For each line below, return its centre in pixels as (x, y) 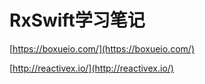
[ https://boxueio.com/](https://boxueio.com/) (102, 48)
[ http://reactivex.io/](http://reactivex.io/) (91, 68)
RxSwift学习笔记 (77, 20)
